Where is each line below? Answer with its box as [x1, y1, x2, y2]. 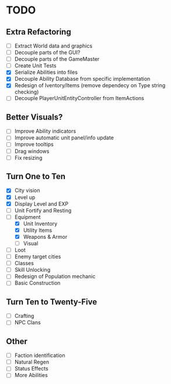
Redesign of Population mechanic [14, 273, 96, 280]
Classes [14, 260, 34, 267]
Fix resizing [14, 154, 43, 161]
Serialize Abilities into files [14, 68, 78, 76]
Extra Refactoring [6, 27, 71, 37]
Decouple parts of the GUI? [14, 49, 81, 56]
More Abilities [14, 372, 48, 379]
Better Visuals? [6, 112, 63, 122]
